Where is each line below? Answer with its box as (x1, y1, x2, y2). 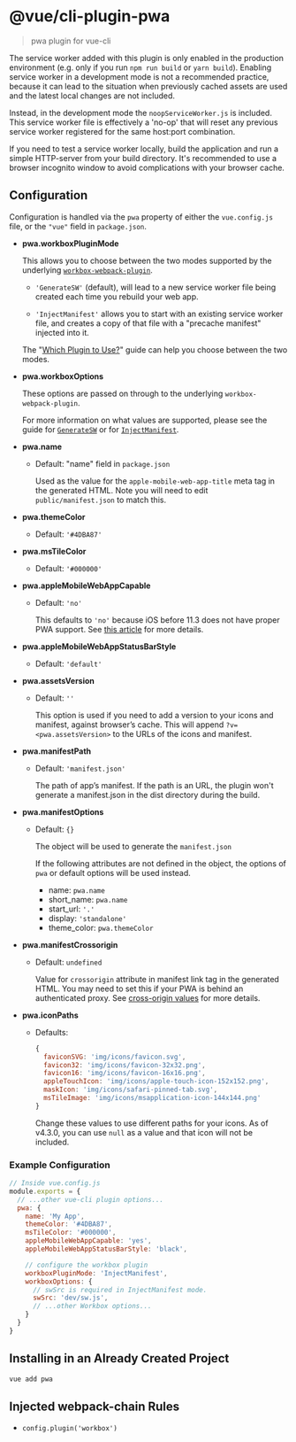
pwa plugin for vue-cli (30, 35, 111, 46)
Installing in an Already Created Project (9, 1351, 230, 1366)
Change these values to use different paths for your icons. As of (34, 1118, 269, 1128)
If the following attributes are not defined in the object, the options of (34, 857, 287, 869)
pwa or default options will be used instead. (34, 867, 192, 878)
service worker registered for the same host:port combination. (9, 126, 236, 136)
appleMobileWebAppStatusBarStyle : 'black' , (25, 1244, 188, 1254)
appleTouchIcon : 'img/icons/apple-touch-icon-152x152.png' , (42, 1077, 269, 1086)
